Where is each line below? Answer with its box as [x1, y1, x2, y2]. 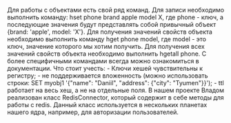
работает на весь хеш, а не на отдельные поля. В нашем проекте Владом [7, 86, 225, 94]
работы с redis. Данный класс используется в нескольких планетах [7, 101, 208, 109]
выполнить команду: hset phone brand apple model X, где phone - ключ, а [7, 13, 224, 21]
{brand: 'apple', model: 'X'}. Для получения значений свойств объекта [7, 27, 212, 36]
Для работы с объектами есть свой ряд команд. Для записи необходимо [7, 6, 225, 14]
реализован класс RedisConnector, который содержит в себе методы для [7, 93, 224, 102]
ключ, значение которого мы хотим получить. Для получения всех [7, 43, 205, 50]
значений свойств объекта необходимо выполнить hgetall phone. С [7, 49, 207, 58]
